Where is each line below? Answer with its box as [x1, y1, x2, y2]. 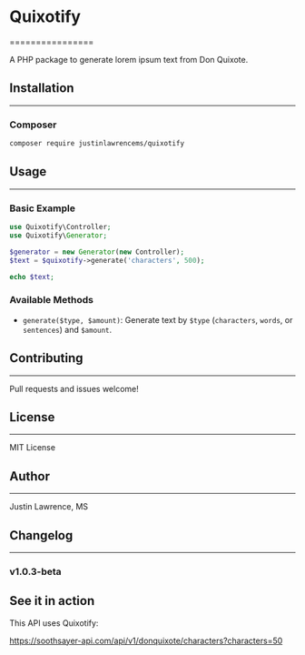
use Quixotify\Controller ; [9, 223, 112, 232]
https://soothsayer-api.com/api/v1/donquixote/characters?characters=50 [9, 635, 283, 646]
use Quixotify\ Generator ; [9, 230, 107, 240]
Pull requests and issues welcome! [9, 383, 139, 394]
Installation [9, 80, 74, 96]
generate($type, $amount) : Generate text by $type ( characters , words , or [22, 314, 293, 325]
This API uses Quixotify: [9, 617, 99, 629]
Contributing [9, 350, 84, 366]
